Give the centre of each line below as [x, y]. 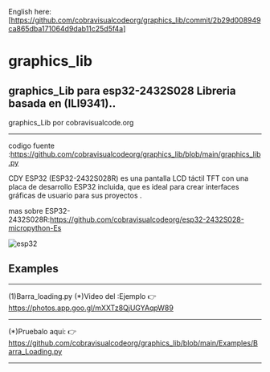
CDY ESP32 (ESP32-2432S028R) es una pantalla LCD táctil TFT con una [129, 178]
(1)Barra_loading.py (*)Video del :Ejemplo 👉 [82, 296]
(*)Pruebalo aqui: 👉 [43, 331]
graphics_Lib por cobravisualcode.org [71, 123]
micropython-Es [35, 228]
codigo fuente [31, 145]
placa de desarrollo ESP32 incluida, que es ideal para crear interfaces [124, 187]
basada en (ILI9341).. [62, 103]
